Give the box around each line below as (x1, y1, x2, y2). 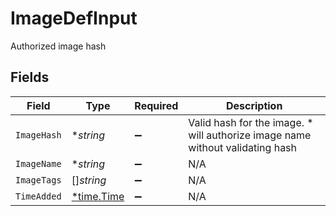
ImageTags (15, 174, 62, 186)
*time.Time (71, 189, 125, 203)
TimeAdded (15, 190, 62, 202)
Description (225, 98, 283, 112)
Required (134, 98, 179, 112)
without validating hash (188, 140, 298, 154)
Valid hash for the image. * (188, 115, 314, 129)
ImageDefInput (10, 7, 138, 30)
